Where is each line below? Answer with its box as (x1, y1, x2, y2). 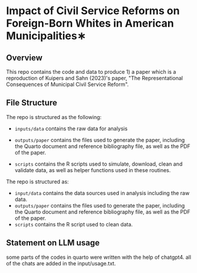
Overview (6, 52, 43, 63)
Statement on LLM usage (6, 238, 100, 248)
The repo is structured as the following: (6, 113, 102, 120)
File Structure (6, 98, 57, 108)
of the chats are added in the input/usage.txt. (6, 259, 116, 267)
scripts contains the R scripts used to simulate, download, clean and (14, 160, 183, 167)
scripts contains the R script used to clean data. (14, 221, 133, 228)
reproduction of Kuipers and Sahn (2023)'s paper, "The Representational (6, 75, 183, 81)
